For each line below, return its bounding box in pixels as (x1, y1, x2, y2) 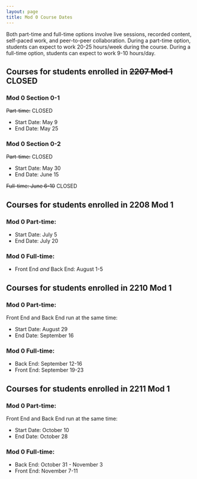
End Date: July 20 (14, 237, 59, 245)
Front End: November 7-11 (14, 467, 78, 475)
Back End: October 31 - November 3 (14, 461, 104, 468)
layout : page (6, 8, 38, 15)
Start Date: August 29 (14, 326, 68, 333)
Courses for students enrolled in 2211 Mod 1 (6, 383, 170, 394)
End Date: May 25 (14, 125, 59, 132)
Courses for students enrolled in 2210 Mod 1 (6, 283, 172, 293)
